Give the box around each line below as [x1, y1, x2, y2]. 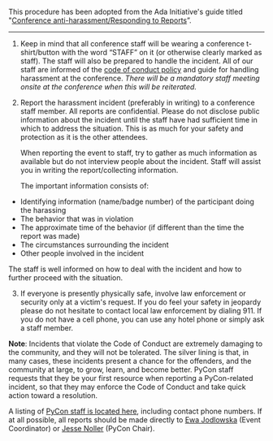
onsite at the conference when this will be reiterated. [19, 82, 197, 92]
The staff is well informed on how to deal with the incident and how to [8, 264, 242, 274]
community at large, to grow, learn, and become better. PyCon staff [8, 365, 234, 374]
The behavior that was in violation [19, 214, 134, 223]
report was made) [19, 231, 80, 240]
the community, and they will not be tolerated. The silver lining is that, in [8, 348, 249, 357]
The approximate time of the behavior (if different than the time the [19, 223, 245, 232]
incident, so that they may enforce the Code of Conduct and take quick [8, 382, 246, 391]
